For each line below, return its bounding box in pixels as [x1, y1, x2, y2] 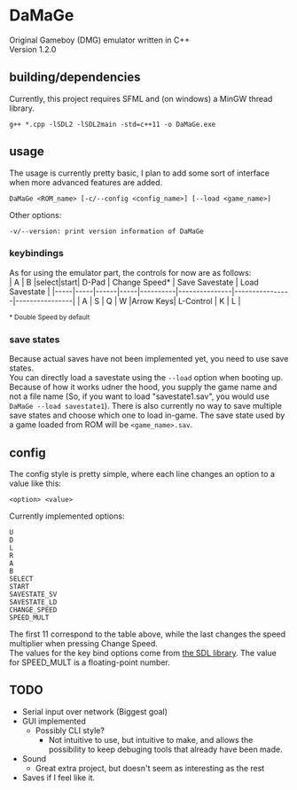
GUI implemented [21, 716, 87, 726]
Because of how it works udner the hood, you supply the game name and [9, 382, 277, 393]
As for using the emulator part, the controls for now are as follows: [9, 267, 252, 278]
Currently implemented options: [9, 511, 125, 521]
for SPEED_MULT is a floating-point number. [9, 657, 171, 668]
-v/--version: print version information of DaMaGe [9, 227, 204, 236]
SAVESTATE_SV [9, 590, 58, 598]
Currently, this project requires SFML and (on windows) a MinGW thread [9, 93, 273, 104]
